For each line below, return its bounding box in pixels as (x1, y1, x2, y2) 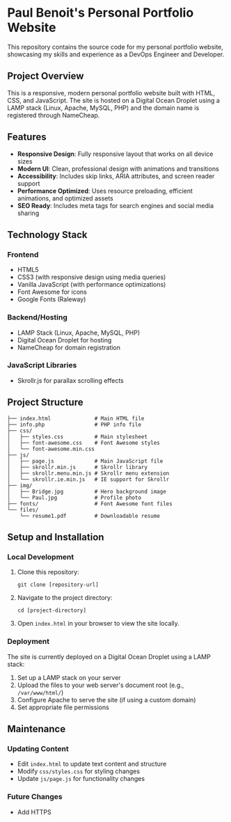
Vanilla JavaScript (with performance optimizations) (17, 280, 166, 289)
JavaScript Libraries (7, 361, 77, 370)
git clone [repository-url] (17, 581, 99, 589)
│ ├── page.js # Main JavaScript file (7, 457, 164, 464)
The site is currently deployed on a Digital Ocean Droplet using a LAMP (7, 652, 211, 661)
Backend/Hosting (7, 313, 68, 322)
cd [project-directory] (17, 607, 87, 614)
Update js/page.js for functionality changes (17, 775, 145, 783)
